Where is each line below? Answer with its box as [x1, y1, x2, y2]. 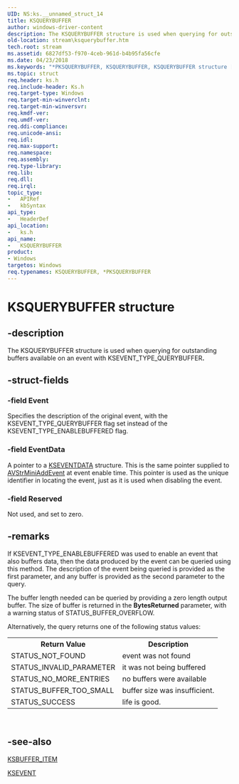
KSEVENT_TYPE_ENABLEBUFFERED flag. [7, 427, 129, 435]
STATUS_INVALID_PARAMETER [11, 662, 116, 672]
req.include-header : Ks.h [7, 83, 84, 90]
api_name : [7, 235, 37, 243]
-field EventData [7, 445, 65, 455]
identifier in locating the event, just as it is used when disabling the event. [7, 476, 223, 484]
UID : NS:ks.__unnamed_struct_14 [7, 10, 103, 18]
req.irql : [7, 182, 37, 189]
